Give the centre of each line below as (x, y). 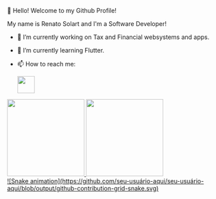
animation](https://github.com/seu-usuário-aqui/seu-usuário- (117, 181)
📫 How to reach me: (46, 64)
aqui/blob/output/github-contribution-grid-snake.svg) (83, 188)
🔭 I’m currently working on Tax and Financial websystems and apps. (113, 37)
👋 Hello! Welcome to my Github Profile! (62, 11)
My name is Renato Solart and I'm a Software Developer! (87, 24)
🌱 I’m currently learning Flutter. (61, 50)
